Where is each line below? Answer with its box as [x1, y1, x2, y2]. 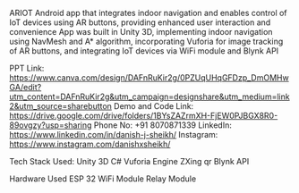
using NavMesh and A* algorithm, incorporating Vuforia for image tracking [9, 36, 284, 46]
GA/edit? [9, 82, 42, 92]
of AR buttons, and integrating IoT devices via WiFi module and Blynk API [9, 46, 279, 56]
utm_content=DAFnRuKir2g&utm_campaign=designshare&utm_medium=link [9, 91, 290, 102]
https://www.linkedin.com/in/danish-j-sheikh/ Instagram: [9, 130, 218, 139]
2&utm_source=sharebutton [9, 101, 112, 111]
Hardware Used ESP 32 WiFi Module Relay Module [9, 173, 197, 184]
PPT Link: [9, 63, 45, 73]
